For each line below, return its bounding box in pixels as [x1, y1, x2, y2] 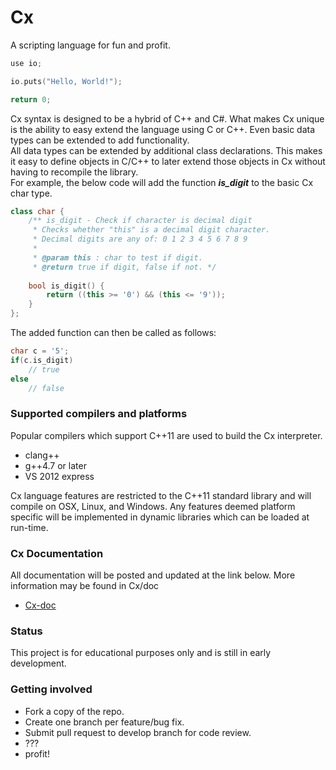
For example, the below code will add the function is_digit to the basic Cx [10, 176, 314, 188]
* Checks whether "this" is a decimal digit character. [32, 225, 271, 235]
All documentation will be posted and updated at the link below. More [10, 569, 296, 581]
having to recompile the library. [10, 166, 139, 178]
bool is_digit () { [28, 281, 105, 291]
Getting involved [10, 682, 93, 696]
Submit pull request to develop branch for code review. [24, 726, 252, 738]
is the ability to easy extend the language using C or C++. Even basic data [10, 123, 316, 135]
